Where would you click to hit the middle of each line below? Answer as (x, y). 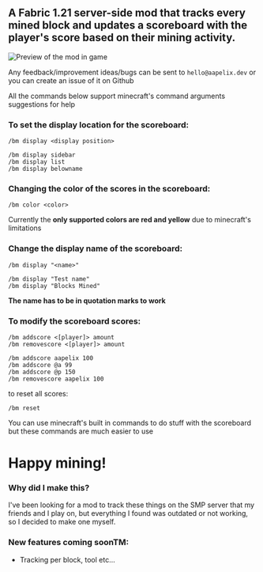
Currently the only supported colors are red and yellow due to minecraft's (130, 220)
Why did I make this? (49, 488)
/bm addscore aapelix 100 (51, 358)
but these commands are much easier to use (81, 431)
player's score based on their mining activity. (122, 38)
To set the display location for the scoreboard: (99, 124)
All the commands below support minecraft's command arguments (117, 96)
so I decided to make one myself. (62, 522)
